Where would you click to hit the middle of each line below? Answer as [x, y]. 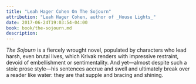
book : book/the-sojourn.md [39, 28]
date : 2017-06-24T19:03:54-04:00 [47, 22]
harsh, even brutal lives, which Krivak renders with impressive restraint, [92, 56]
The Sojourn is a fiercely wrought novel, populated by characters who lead [96, 50]
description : [22, 33]
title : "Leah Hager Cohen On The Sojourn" [59, 11]
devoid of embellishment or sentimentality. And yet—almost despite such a [97, 63]
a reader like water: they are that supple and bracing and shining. [85, 75]
